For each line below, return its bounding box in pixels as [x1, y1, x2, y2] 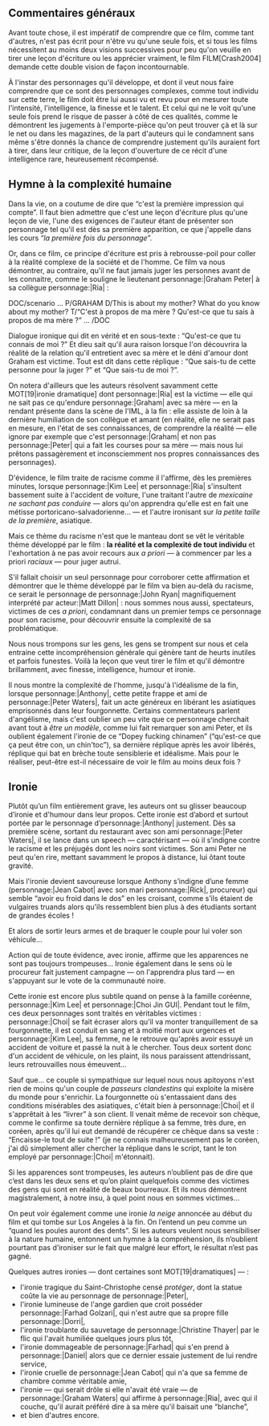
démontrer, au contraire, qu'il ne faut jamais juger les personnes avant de [8, 265, 251, 275]
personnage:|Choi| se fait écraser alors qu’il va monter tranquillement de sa [8, 1017, 259, 1027]
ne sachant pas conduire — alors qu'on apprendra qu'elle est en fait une [8, 498, 249, 508]
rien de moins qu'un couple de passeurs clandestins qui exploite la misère [8, 1084, 255, 1094]
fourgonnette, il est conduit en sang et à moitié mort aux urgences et [8, 1025, 235, 1035]
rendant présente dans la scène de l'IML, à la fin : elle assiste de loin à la [8, 405, 248, 416]
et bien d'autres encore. [19, 1411, 100, 1420]
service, [19, 1359, 47, 1369]
